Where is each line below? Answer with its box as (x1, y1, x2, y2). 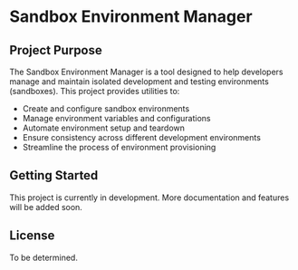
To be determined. (9, 252, 79, 263)
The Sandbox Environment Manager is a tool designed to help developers (9, 66, 284, 77)
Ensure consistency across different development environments (22, 132, 261, 142)
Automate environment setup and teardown (22, 122, 186, 133)
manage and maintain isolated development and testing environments (9, 76, 269, 87)
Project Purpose (9, 43, 102, 58)
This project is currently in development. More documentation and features (9, 192, 290, 203)
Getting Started (9, 168, 99, 183)
